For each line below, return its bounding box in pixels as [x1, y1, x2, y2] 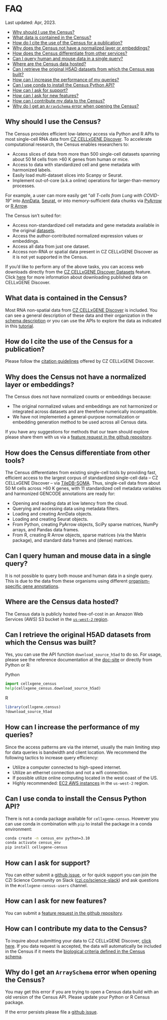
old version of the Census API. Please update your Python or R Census [5, 994, 150, 1000]
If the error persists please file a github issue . [5, 1009, 98, 1015]
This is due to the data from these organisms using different [5, 578, 128, 584]
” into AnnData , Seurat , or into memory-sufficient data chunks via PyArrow [9, 198, 162, 204]
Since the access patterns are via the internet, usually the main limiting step [5, 744, 160, 750]
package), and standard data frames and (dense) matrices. [12, 537, 133, 543]
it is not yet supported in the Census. [12, 254, 88, 260]
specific [5, 583, 22, 589]
